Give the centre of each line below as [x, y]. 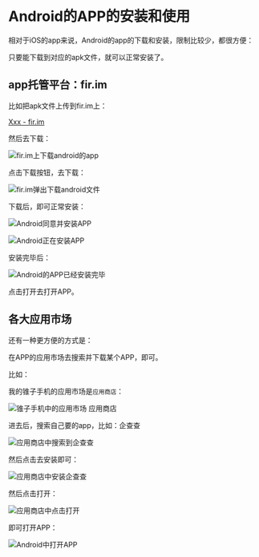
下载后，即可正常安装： [47, 206]
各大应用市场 [40, 319]
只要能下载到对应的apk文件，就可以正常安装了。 [88, 57]
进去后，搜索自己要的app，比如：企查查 [75, 425]
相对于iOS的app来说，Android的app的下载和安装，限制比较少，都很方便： [131, 40]
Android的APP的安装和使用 [99, 16]
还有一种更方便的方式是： [51, 340]
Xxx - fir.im [26, 122]
